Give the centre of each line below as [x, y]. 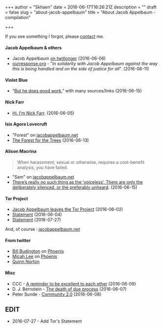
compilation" [18, 17]
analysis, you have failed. [43, 168]
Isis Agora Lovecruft [26, 124]
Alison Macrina [21, 152]
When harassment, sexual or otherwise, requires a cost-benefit [81, 162]
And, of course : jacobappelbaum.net [43, 229]
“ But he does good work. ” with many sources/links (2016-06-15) [77, 91]
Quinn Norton [26, 262]
